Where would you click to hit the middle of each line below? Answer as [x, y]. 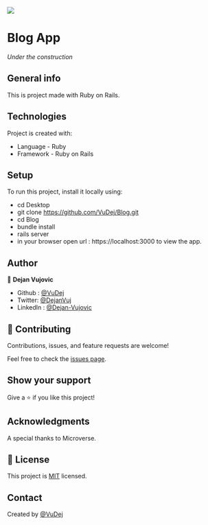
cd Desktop [33, 205]
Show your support [49, 381]
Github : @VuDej [41, 293]
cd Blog [28, 220]
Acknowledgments [49, 422]
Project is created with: [40, 133]
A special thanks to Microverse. [51, 438]
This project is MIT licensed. [47, 476]
